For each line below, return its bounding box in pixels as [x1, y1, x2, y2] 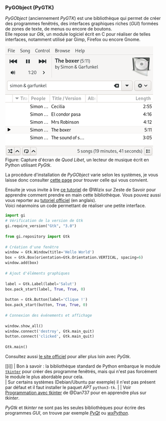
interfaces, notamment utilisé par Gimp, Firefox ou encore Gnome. [5, 36, 141, 42]
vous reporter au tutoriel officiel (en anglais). [5, 198, 96, 204]
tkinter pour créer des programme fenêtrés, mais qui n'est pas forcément [5, 369, 158, 375]
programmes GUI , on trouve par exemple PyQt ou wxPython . [5, 410, 129, 416]
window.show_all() [5, 323, 43, 328]
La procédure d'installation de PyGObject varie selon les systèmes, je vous [5, 172, 158, 178]
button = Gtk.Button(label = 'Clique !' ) [5, 297, 88, 302]
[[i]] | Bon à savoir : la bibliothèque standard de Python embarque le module [5, 363, 161, 369]
